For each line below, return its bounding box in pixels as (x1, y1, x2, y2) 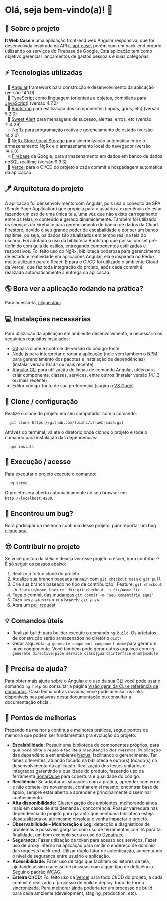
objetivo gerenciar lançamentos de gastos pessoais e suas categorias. (5, 53, 150, 59)
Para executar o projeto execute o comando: (5, 471, 97, 477)
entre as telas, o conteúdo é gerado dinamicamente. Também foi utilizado (5, 216, 157, 222)
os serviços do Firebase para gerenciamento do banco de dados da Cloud (5, 221, 158, 227)
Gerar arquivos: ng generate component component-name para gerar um (12, 640, 157, 646)
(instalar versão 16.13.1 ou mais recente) (12, 361, 94, 368)
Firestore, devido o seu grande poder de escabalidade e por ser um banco (5, 227, 158, 233)
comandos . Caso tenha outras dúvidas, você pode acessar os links (5, 688, 143, 694)
